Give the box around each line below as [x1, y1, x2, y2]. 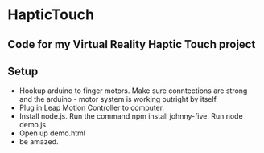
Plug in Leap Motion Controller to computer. [19, 103, 165, 113]
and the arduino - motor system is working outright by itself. [19, 95, 219, 104]
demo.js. [19, 120, 49, 130]
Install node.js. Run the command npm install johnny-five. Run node [19, 111, 243, 121]
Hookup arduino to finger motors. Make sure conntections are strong [19, 86, 248, 95]
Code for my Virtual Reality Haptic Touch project [7, 38, 256, 51]
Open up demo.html [19, 128, 86, 138]
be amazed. [19, 137, 59, 147]
